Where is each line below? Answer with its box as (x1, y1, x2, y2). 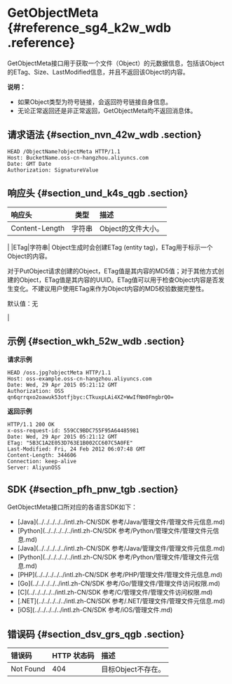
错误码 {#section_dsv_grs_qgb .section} (7, 628, 185, 640)
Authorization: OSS (7, 388, 64, 395)
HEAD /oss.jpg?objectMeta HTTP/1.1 (7, 369, 111, 377)
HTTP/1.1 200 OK (7, 421, 55, 428)
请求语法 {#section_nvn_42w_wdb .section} (7, 129, 202, 141)
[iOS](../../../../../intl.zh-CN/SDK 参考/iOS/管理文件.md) (17, 606, 173, 614)
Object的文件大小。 (99, 224, 164, 233)
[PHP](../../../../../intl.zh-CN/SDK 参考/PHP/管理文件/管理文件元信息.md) (17, 571, 223, 579)
